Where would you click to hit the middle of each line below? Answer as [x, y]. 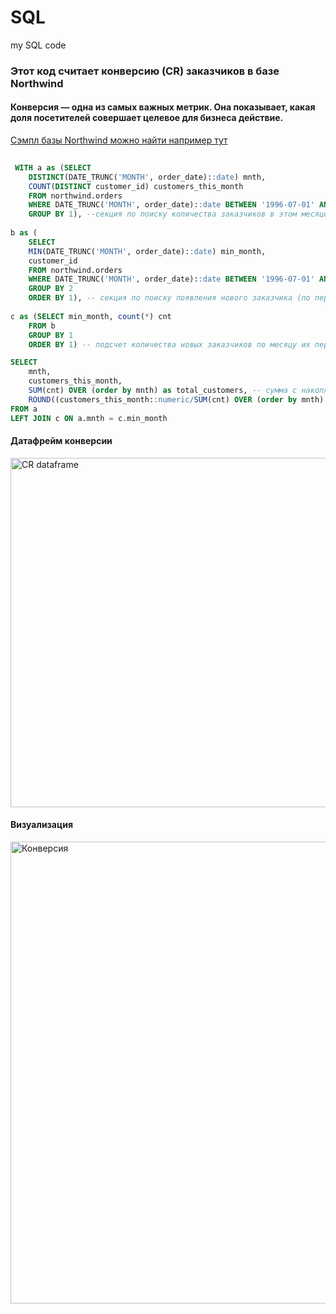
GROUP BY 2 [51, 289]
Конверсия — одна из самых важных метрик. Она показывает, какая [163, 107]
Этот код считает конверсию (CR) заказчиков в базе [145, 71]
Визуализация [41, 825]
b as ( [24, 233]
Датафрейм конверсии [61, 441]
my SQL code [38, 45]
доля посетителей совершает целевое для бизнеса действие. [147, 118]
